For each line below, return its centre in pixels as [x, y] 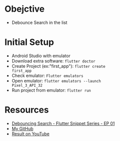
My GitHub [22, 128]
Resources [27, 110]
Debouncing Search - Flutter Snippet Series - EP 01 [63, 123]
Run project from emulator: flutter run [51, 90]
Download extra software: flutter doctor [53, 61]
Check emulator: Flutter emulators [47, 75]
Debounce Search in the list [40, 22]
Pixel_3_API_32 [27, 85]
